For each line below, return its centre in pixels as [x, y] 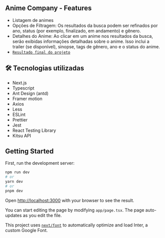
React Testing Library [34, 130]
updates [14, 215]
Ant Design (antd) [30, 93]
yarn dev [14, 182]
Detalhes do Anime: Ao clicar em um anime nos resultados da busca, [82, 36]
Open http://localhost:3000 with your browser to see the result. [70, 200]
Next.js [20, 83]
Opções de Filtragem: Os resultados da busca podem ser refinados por [85, 25]
